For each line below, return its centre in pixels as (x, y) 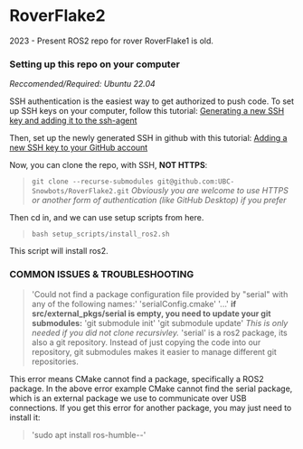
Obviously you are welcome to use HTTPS (210, 191)
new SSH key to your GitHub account (79, 148)
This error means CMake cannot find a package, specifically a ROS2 (137, 379)
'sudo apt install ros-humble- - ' (89, 435)
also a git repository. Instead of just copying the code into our (146, 342)
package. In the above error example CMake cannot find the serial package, (151, 388)
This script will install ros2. (59, 251)
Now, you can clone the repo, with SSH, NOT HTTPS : (109, 165)
